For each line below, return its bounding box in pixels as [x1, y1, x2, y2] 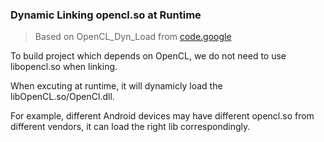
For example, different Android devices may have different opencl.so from [10, 110, 315, 122]
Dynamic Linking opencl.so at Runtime [10, 8, 202, 22]
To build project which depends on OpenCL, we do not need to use [10, 50, 287, 62]
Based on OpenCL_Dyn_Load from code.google [34, 31, 232, 43]
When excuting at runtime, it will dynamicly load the [10, 80, 223, 92]
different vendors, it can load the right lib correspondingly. [10, 121, 251, 133]
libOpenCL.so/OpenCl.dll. [10, 91, 115, 103]
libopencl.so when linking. [10, 61, 118, 73]
